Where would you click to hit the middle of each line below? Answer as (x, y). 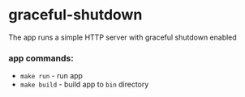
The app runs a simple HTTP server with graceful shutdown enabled (122, 37)
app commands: (41, 58)
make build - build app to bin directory (84, 84)
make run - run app (52, 76)
